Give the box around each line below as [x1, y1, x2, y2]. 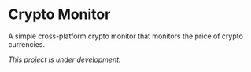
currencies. [8, 39, 46, 49]
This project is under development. [8, 55, 121, 64]
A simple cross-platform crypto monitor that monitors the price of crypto [8, 31, 244, 41]
